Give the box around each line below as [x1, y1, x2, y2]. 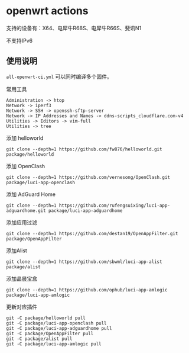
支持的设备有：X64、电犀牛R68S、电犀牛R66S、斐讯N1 [6, 24, 142, 31]
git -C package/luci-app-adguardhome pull [6, 325, 112, 331]
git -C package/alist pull [6, 336, 73, 342]
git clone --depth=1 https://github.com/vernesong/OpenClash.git [6, 174, 170, 180]
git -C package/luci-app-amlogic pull [6, 341, 102, 347]
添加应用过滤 [6, 219, 37, 226]
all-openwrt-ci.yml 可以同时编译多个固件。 [6, 73, 112, 80]
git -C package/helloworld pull [6, 315, 86, 321]
